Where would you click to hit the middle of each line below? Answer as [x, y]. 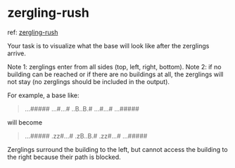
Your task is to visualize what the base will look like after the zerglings [108, 45]
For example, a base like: [43, 95]
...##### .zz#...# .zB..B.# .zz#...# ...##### [86, 136]
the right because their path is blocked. [64, 157]
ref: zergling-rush [33, 32]
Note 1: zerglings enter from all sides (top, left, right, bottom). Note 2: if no [114, 66]
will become [25, 122]
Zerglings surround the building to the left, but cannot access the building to [118, 149]
